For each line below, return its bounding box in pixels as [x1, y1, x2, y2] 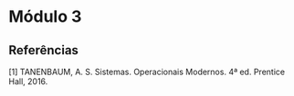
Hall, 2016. [8, 76, 48, 87]
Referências [8, 43, 79, 58]
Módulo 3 [8, 6, 82, 27]
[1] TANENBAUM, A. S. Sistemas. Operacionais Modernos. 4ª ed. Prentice [8, 66, 285, 77]
